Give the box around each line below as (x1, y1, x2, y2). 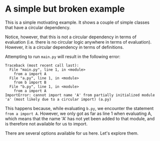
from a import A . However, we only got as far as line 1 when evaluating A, (5, 110, 152, 116)
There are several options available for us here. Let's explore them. (5, 130, 139, 136)
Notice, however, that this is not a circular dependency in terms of (5, 34, 137, 40)
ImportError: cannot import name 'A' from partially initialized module (5, 93, 155, 97)
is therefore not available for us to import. (5, 121, 88, 126)
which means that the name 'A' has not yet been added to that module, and (5, 115, 155, 122)
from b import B (14, 80, 47, 85)
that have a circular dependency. (5, 24, 71, 30)
